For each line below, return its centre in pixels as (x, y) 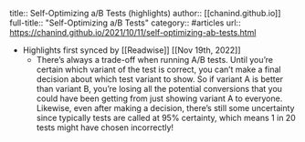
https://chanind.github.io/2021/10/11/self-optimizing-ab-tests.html (133, 32)
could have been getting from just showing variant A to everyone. (159, 98)
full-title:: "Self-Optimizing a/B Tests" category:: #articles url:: (125, 23)
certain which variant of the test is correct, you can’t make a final (158, 69)
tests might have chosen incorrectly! (105, 127)
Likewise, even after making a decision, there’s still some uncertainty (165, 108)
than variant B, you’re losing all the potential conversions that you (159, 89)
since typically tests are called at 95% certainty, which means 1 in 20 (166, 118)
